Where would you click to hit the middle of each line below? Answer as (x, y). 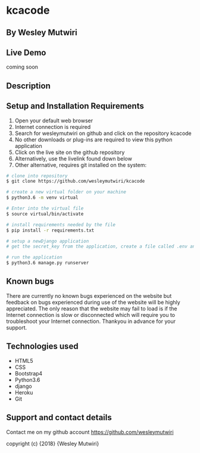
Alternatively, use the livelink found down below (73, 158)
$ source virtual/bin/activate (45, 214)
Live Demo (26, 52)
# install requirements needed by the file (61, 224)
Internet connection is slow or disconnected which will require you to (91, 315)
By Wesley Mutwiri (42, 33)
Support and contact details (59, 417)
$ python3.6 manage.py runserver (48, 263)
